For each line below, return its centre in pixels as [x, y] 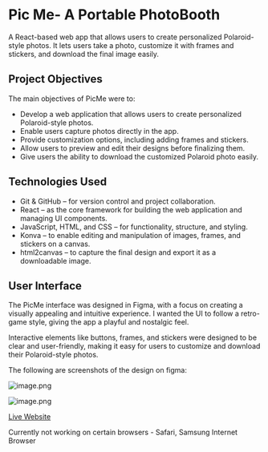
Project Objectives [55, 79]
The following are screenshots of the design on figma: [97, 370]
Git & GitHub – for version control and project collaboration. [118, 201]
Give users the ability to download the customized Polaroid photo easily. [139, 156]
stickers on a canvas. [55, 244]
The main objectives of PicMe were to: [72, 99]
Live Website [30, 417]
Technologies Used [57, 182]
